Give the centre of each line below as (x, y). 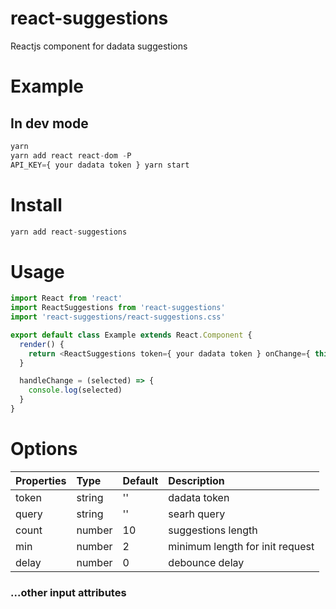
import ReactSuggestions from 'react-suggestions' (118, 308)
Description (196, 480)
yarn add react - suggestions (69, 232)
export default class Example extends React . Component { (131, 335)
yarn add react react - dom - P (71, 155)
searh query (197, 514)
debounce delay (206, 562)
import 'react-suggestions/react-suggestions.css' (118, 317)
